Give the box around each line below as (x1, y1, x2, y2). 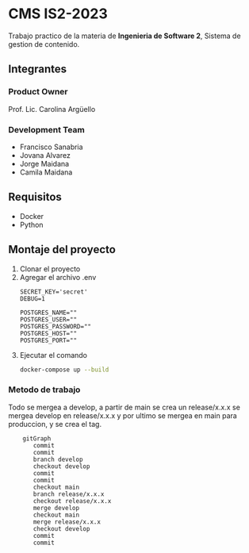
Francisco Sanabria (19, 142, 83, 152)
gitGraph (22, 434, 52, 443)
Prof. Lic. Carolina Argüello (8, 104, 96, 113)
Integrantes (8, 63, 67, 76)
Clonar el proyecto (19, 263, 81, 274)
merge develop (33, 504, 80, 512)
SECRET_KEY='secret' (19, 287, 88, 296)
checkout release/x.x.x (33, 497, 112, 505)
